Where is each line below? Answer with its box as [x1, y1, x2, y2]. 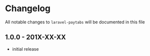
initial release [12, 46, 39, 52]
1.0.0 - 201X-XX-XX [5, 33, 66, 41]
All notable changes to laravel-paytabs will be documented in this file [5, 19, 145, 25]
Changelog [5, 3, 51, 14]
